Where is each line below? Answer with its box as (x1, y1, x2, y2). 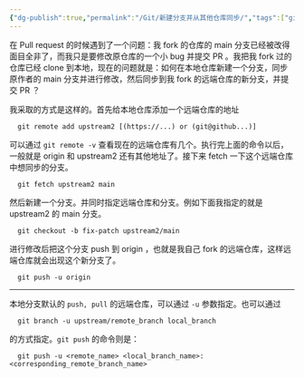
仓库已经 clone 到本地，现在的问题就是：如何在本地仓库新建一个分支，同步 (9, 62, 289, 73)
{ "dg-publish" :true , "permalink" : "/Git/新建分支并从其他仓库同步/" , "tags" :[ (9, 13, 285, 23)
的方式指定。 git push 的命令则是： (9, 333, 140, 344)
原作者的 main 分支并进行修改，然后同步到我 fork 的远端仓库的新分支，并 (9, 73, 281, 84)
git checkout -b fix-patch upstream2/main (17, 226, 180, 236)
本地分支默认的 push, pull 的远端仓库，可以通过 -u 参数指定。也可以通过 (9, 298, 281, 309)
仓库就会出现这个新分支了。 (16, 255, 120, 266)
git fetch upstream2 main (17, 179, 116, 189)
